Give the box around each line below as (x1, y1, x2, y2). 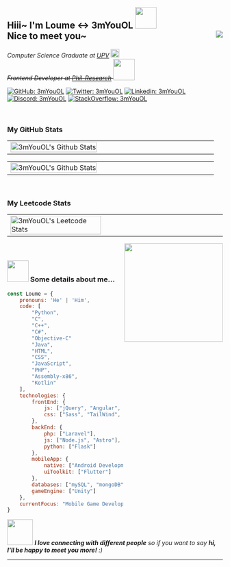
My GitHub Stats (7, 125, 63, 134)
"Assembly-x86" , (31, 373, 78, 380)
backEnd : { (31, 424, 63, 431)
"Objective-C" (31, 335, 72, 342)
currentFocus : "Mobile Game (19, 501, 99, 507)
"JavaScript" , (31, 360, 72, 367)
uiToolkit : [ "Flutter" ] (43, 468, 112, 476)
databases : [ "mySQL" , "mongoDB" (31, 481, 125, 488)
